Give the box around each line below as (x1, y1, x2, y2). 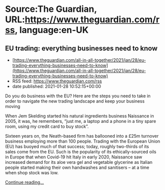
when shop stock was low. (5, 170, 59, 176)
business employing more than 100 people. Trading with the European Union (5, 138, 161, 144)
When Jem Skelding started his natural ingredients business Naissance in (5, 113, 154, 119)
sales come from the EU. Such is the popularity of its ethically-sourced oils (5, 149, 157, 154)
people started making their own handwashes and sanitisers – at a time (5, 164, 149, 170)
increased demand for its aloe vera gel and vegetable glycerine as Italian (5, 159, 153, 165)
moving (5, 104, 21, 109)
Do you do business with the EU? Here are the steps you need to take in (5, 93, 151, 99)
